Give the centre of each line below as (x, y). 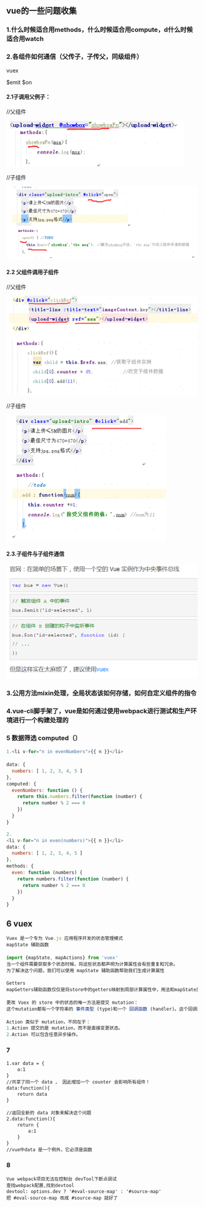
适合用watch (25, 39)
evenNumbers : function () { (47, 790)
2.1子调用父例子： (29, 97)
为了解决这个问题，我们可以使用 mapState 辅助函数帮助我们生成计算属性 (86, 970)
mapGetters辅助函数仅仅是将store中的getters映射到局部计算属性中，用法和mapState (101, 990)
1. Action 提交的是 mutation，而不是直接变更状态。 (65, 1028)
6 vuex (19, 924)
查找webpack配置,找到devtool (40, 1185)
